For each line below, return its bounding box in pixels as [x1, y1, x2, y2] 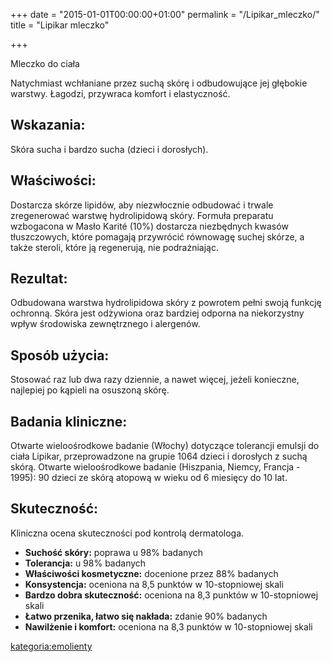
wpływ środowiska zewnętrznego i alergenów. [10, 318, 201, 330]
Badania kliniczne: [10, 413, 128, 430]
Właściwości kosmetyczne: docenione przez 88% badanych [24, 567, 279, 579]
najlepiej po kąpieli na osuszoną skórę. [10, 384, 170, 396]
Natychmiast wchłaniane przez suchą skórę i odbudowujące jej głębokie [10, 77, 308, 89]
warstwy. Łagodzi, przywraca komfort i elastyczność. [10, 88, 231, 99]
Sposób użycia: [10, 347, 110, 364]
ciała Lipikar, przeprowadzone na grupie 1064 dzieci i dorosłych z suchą [10, 450, 308, 463]
